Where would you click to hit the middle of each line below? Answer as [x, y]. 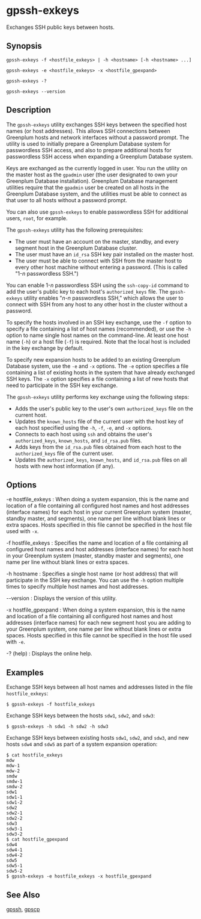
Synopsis [24, 46]
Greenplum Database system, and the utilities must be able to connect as [97, 194]
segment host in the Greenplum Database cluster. [76, 248]
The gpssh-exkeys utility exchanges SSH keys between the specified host [97, 125]
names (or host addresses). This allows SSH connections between [88, 131]
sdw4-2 [14, 855]
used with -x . [22, 531]
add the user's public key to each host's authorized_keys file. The [87, 291]
